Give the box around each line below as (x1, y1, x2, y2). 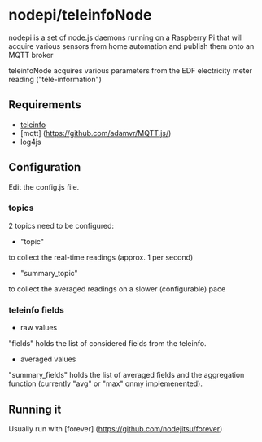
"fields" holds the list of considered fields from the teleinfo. (8, 339, 207, 348)
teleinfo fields (8, 304, 65, 315)
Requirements (8, 98, 81, 112)
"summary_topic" (20, 268, 79, 278)
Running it (8, 402, 62, 416)
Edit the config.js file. (8, 182, 80, 192)
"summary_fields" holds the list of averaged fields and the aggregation (8, 370, 245, 380)
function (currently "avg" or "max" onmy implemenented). (8, 379, 203, 388)
